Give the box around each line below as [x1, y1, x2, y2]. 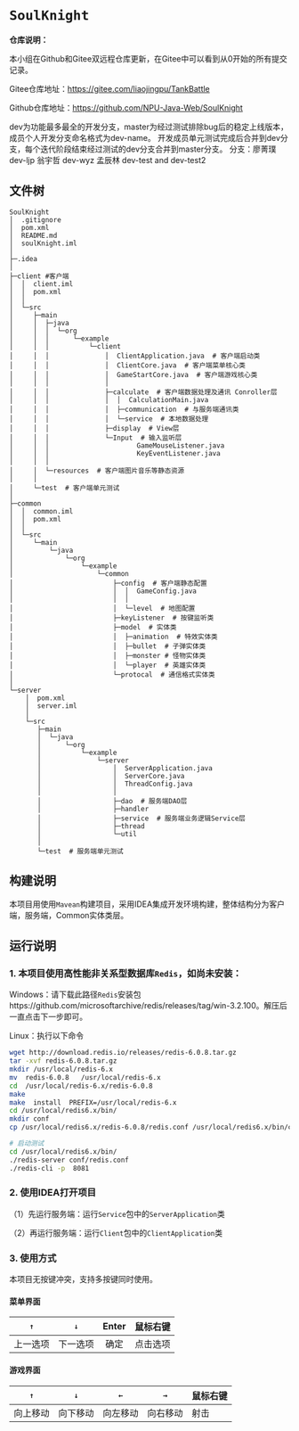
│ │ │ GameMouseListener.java [9, 440, 225, 450]
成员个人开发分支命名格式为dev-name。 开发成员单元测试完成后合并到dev [9, 132, 281, 143]
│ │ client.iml [9, 279, 74, 288]
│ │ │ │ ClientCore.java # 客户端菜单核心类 [9, 360, 246, 370]
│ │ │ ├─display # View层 [9, 424, 180, 432]
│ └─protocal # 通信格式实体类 [9, 670, 215, 679]
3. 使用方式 [9, 1252, 57, 1264]
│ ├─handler [36, 804, 149, 813]
